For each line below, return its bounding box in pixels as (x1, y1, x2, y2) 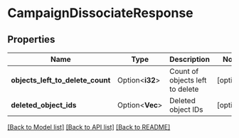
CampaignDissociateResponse (7, 5, 193, 21)
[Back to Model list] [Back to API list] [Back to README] (7, 123, 171, 131)
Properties (7, 33, 55, 46)
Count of (169, 66, 199, 76)
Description (169, 55, 210, 64)
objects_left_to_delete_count (11, 75, 111, 85)
